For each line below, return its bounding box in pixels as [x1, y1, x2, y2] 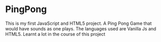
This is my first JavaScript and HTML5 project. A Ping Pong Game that [5, 20, 152, 26]
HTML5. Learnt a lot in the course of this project [5, 31, 105, 37]
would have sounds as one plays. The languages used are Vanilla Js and [5, 25, 156, 31]
